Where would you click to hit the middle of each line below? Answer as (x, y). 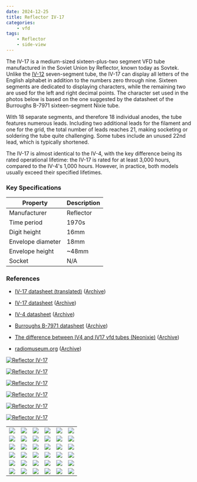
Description (83, 203)
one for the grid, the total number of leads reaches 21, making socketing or (97, 129)
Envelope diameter (35, 242)
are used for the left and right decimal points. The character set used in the (97, 93)
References (23, 279)
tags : (13, 34)
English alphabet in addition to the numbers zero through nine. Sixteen (92, 80)
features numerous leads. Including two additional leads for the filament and (99, 123)
